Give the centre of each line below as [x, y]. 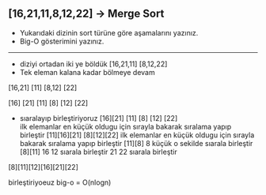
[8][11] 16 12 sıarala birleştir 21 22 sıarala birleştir [99, 152]
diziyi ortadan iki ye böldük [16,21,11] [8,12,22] [93, 64]
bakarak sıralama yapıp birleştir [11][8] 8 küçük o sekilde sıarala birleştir [136, 143]
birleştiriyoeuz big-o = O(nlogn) [60, 182]
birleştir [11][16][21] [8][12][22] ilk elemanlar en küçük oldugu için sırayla [137, 135]
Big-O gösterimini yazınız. [62, 41]
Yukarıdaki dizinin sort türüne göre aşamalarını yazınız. [109, 32]
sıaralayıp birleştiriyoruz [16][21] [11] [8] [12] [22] [99, 118]
